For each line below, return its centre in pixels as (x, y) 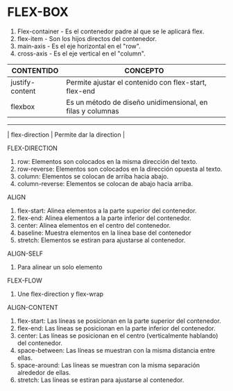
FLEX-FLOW (25, 280)
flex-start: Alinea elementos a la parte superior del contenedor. (107, 210)
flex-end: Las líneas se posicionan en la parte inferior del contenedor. (116, 328)
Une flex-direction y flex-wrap (60, 294)
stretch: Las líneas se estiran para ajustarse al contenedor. (101, 380)
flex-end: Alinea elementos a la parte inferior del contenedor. (104, 218)
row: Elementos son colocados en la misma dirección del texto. (107, 161)
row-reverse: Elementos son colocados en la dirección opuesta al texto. (120, 169)
